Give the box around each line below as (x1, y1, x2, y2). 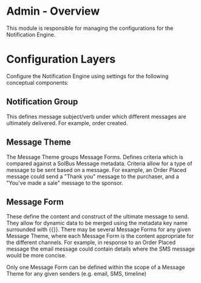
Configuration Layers (6, 52, 116, 66)
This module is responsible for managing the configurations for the (6, 24, 174, 32)
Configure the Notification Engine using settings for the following (6, 72, 169, 80)
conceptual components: (6, 79, 69, 86)
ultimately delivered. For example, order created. (6, 119, 128, 126)
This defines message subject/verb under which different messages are (6, 113, 186, 120)
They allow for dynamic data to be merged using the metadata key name (6, 220, 188, 227)
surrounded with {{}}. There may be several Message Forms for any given (6, 226, 191, 233)
